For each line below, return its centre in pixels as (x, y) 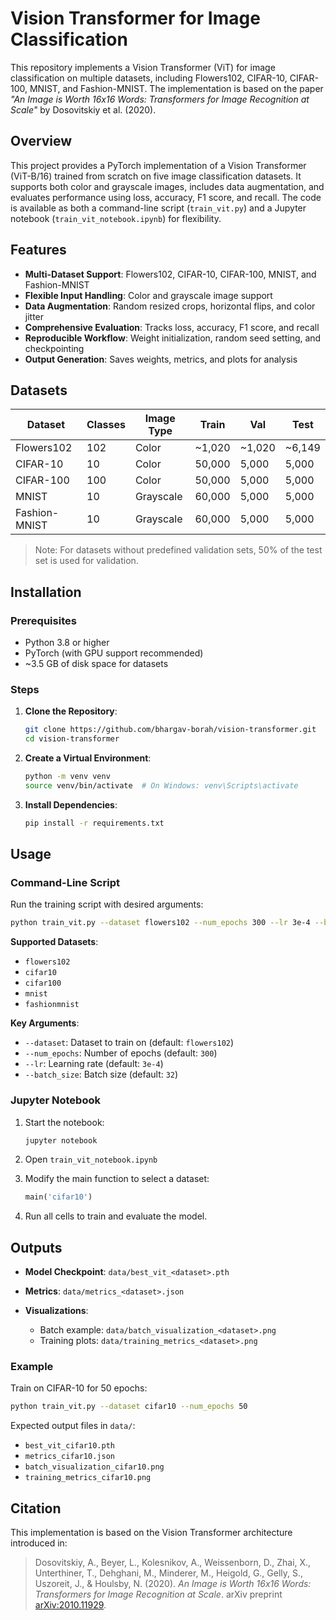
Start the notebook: (64, 1122)
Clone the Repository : (71, 711)
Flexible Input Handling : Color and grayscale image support (148, 295)
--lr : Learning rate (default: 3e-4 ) (94, 1064)
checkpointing (54, 348)
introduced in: (39, 1543)
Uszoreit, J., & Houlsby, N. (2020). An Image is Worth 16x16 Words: (173, 1584)
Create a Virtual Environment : (88, 758)
